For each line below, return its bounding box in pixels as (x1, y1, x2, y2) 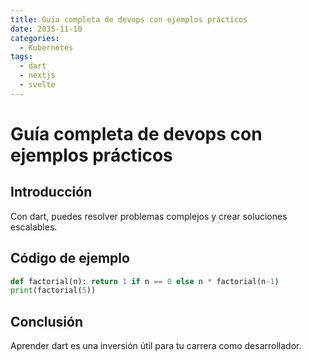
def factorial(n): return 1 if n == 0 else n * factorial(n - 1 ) (10, 276, 280, 286)
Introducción (10, 184, 93, 201)
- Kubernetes (19, 42, 74, 53)
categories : (10, 33, 60, 43)
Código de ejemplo (10, 250, 130, 267)
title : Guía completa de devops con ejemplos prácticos (10, 14, 248, 25)
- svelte (19, 80, 56, 90)
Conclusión (10, 313, 84, 330)
